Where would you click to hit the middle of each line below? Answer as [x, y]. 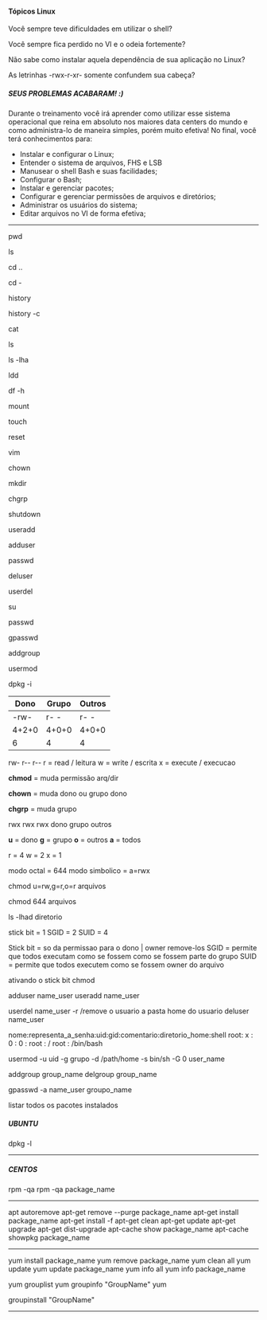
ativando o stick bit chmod [52, 981]
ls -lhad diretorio [35, 917]
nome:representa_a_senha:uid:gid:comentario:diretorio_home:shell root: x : [131, 1035]
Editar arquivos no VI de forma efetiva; [83, 213]
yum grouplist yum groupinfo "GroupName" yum [87, 1285]
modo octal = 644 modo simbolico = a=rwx [79, 871]
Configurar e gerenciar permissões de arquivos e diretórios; [118, 197]
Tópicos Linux [32, 11]
